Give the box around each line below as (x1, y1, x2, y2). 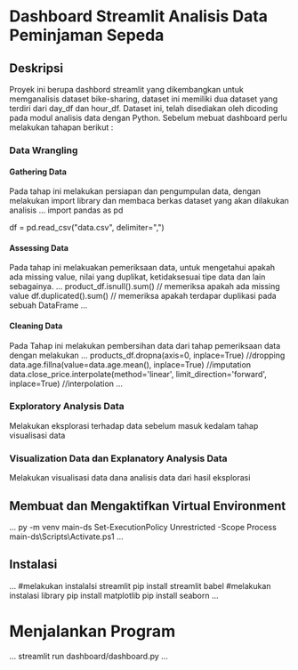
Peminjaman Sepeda (9, 25, 165, 45)
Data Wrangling (9, 144, 78, 157)
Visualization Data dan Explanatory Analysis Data (9, 452, 229, 464)
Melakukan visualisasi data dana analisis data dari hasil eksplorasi (9, 472, 251, 483)
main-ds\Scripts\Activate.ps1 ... (9, 531, 125, 542)
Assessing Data (9, 242, 69, 253)
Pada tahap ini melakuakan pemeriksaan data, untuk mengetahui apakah (9, 262, 276, 273)
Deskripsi (9, 61, 64, 76)
